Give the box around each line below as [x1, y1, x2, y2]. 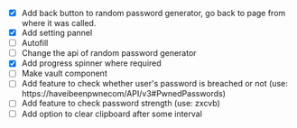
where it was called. [21, 18, 97, 29]
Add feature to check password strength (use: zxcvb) [21, 98, 220, 109]
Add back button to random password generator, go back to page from [21, 8, 286, 18]
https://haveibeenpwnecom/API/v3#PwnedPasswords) [21, 88, 227, 99]
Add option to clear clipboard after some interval [21, 108, 202, 119]
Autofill [21, 38, 49, 49]
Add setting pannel [21, 27, 93, 39]
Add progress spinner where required [21, 58, 162, 69]
